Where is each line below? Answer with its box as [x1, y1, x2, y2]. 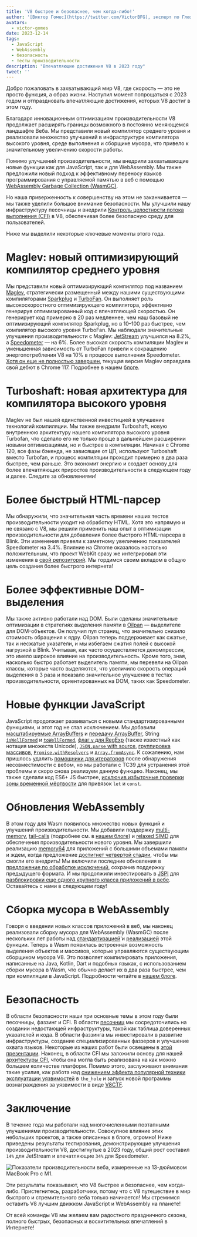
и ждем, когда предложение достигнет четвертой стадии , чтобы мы [6, 851, 178, 858]
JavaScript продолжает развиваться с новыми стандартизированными [6, 718, 185, 725]
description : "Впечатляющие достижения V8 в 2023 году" [6, 63, 145, 69]
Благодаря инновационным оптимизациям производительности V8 [6, 115, 176, 122]
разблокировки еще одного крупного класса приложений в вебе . [6, 876, 171, 883]
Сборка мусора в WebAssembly [6, 903, 170, 917]
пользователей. [6, 219, 46, 226]
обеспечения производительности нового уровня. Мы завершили [6, 839, 172, 846]
